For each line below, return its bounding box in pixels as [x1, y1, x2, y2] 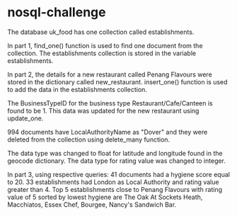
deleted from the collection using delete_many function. [7, 135, 170, 144]
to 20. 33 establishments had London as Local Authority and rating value [7, 178, 219, 186]
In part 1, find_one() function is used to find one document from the [7, 41, 203, 50]
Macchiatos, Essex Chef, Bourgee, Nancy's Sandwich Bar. [7, 200, 177, 209]
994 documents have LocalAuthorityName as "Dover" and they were [7, 127, 208, 136]
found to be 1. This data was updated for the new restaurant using [7, 106, 200, 115]
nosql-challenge [7, 4, 106, 21]
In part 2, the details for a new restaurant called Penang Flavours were [7, 70, 212, 79]
